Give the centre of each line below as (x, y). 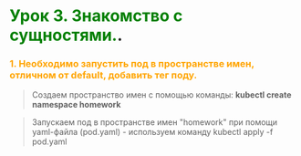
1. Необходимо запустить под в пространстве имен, (132, 64)
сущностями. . (66, 35)
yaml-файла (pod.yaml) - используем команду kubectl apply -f (152, 132)
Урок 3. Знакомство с (96, 16)
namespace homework (76, 105)
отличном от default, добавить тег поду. (104, 76)
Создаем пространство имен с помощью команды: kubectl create (161, 95)
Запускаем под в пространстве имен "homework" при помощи (155, 122)
